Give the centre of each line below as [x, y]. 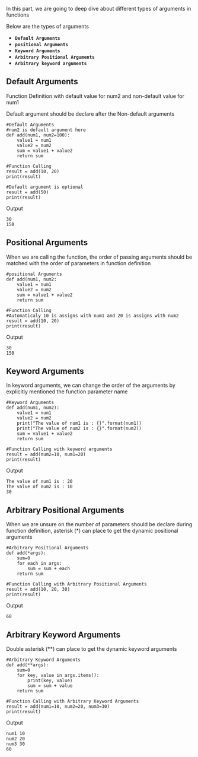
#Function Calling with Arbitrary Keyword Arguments [73, 702]
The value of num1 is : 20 [39, 482]
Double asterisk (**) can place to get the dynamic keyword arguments [92, 649]
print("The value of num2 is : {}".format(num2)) [79, 429]
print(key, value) [50, 681]
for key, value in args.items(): [58, 676]
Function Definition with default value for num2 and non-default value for [95, 96]
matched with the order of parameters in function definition [79, 263]
